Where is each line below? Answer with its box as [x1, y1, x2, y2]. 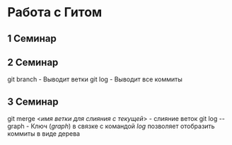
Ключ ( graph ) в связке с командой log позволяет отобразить [30, 122, 215, 131]
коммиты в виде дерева [7, 129, 80, 138]
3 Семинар [7, 95, 59, 108]
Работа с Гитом [7, 4, 103, 21]
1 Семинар [7, 33, 57, 45]
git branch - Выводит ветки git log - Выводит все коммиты [7, 75, 182, 83]
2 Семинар [7, 56, 59, 68]
